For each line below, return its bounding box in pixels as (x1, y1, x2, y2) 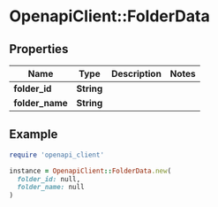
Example (9, 126, 58, 142)
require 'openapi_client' (9, 150, 104, 159)
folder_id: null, (17, 174, 81, 183)
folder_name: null (17, 183, 86, 192)
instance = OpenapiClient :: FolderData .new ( (9, 166, 172, 175)
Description (111, 68, 162, 80)
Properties (9, 42, 69, 57)
